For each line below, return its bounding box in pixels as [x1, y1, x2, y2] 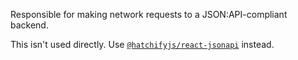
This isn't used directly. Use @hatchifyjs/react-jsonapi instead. [10, 39, 275, 50]
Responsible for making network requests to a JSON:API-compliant [10, 9, 288, 20]
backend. [10, 19, 49, 31]
